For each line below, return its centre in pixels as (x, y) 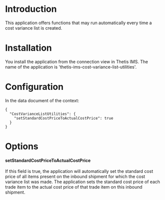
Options (22, 146)
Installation (29, 48)
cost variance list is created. (34, 28)
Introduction (31, 9)
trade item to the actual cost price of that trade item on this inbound (74, 187)
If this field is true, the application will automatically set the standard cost (79, 171)
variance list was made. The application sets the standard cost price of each (82, 182)
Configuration (34, 87)
